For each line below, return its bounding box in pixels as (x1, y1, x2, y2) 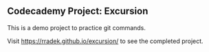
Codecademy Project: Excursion (7, 5, 148, 17)
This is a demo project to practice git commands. (7, 23, 146, 31)
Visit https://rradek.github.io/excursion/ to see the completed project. (7, 37, 204, 45)
